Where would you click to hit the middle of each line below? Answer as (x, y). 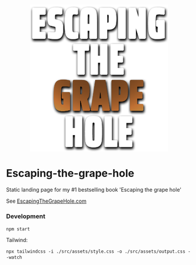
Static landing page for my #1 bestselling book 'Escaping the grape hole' (94, 189)
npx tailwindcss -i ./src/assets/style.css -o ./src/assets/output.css (96, 251)
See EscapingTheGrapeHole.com (46, 201)
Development (26, 216)
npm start (18, 229)
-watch (14, 257)
